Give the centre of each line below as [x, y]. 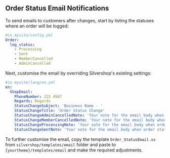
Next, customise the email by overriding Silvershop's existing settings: [78, 73]
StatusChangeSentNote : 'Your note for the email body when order [85, 129]
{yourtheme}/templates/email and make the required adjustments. [74, 150]
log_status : [23, 45]
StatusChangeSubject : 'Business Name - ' [58, 106]
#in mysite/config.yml [29, 35]
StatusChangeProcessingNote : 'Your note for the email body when [85, 125]
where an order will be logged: [37, 26]
